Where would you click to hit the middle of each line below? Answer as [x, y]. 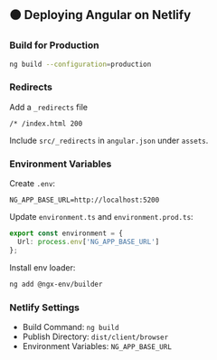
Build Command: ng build [71, 327]
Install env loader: [42, 267]
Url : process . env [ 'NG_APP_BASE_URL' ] [89, 242]
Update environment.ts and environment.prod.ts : [101, 217]
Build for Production [54, 45]
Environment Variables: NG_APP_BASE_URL [97, 346]
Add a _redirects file [49, 107]
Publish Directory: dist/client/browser [95, 336]
